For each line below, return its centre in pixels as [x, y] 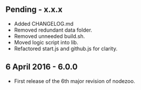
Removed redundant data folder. [53, 30]
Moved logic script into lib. [46, 42]
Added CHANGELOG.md [44, 23]
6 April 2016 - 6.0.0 [41, 67]
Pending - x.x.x [34, 10]
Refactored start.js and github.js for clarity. [66, 49]
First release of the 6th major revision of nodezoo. [75, 81]
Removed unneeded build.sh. [49, 36]
